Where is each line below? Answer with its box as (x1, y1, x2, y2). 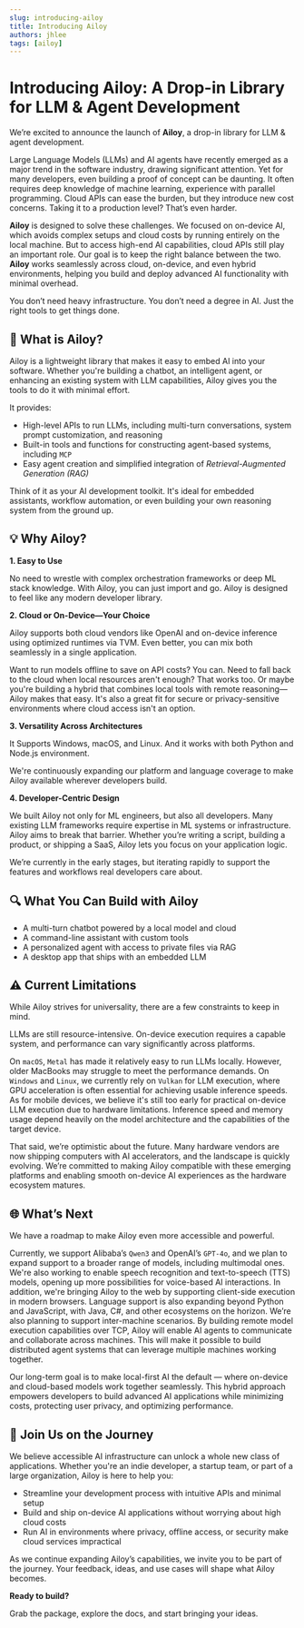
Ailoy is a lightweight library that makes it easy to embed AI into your (9, 356, 266, 366)
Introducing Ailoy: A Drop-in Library (9, 78, 286, 98)
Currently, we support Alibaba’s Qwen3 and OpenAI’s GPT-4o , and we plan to (9, 1248, 288, 1258)
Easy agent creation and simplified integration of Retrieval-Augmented (22, 459, 286, 469)
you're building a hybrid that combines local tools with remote (9, 683, 240, 695)
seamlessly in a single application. (9, 646, 138, 657)
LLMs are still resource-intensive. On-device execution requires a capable (9, 1029, 286, 1040)
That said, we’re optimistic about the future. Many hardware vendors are (9, 1141, 279, 1152)
